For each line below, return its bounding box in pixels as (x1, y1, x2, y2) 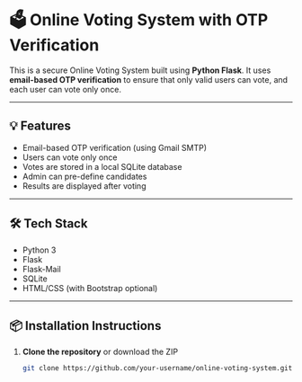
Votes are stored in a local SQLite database (22, 161, 182, 172)
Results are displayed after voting (22, 180, 147, 191)
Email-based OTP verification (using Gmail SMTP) (22, 142, 208, 153)
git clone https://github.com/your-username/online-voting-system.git (22, 364, 293, 373)
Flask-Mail (22, 263, 61, 274)
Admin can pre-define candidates (22, 171, 147, 182)
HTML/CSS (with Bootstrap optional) (22, 282, 158, 293)
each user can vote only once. (9, 84, 121, 94)
